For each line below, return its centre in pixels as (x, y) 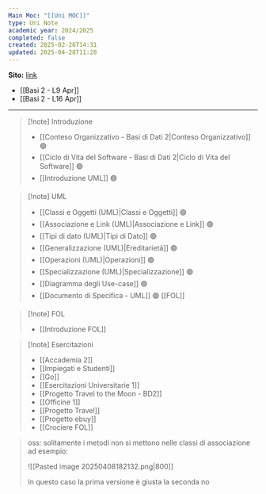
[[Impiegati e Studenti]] (77, 368)
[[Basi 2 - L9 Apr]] (49, 90)
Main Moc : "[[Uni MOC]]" (49, 15)
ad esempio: (48, 451)
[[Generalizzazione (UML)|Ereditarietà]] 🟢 (108, 248)
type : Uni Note (33, 23)
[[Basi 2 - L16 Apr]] (50, 99)
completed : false (37, 38)
